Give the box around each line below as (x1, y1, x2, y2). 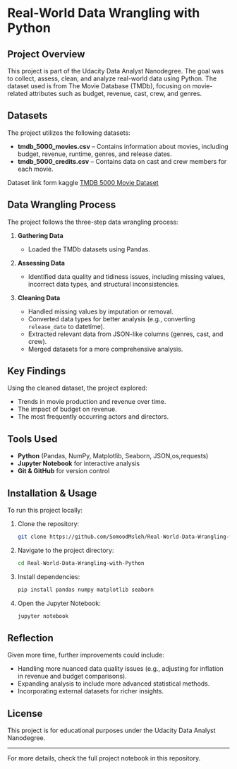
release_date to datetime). (28, 322, 105, 330)
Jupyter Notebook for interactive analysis (17, 459, 140, 467)
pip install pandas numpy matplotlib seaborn (17, 586, 154, 593)
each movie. (17, 165, 54, 173)
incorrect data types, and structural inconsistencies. (28, 280, 180, 288)
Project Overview (7, 48, 85, 60)
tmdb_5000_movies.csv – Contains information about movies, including (17, 142, 229, 150)
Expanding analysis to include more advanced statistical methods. (17, 679, 210, 688)
